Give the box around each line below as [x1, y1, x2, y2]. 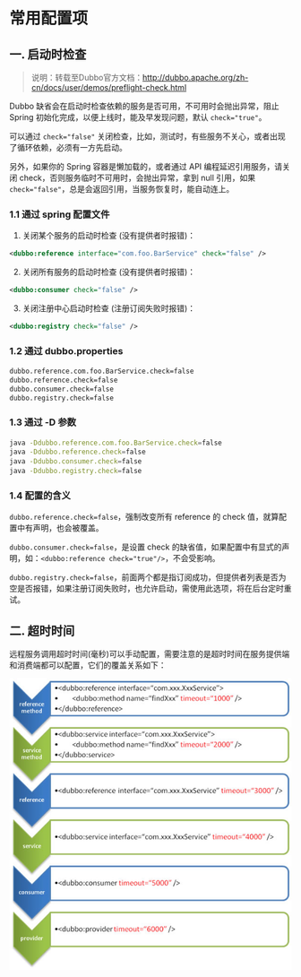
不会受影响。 [172, 553, 220, 564]
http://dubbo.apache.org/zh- [142, 73, 249, 82]
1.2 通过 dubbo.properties [9, 344, 124, 357]
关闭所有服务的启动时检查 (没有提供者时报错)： [21, 266, 195, 278]
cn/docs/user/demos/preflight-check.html [30, 82, 187, 92]
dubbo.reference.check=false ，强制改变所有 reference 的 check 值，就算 [9, 512, 279, 523]
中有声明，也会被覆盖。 [16, 523, 104, 533]
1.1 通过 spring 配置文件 [9, 208, 110, 220]
